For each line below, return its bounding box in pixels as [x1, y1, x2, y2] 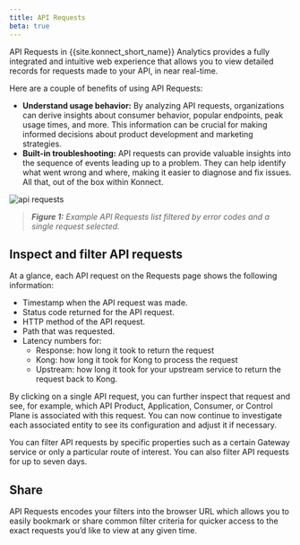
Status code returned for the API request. [21, 307, 175, 318]
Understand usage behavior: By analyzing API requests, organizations [21, 100, 285, 110]
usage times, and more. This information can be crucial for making [21, 119, 268, 130]
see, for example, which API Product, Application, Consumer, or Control [9, 400, 273, 411]
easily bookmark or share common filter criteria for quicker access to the [9, 515, 279, 526]
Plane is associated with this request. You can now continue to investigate [9, 410, 282, 421]
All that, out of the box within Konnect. [21, 176, 164, 187]
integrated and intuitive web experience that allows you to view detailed [9, 56, 274, 66]
